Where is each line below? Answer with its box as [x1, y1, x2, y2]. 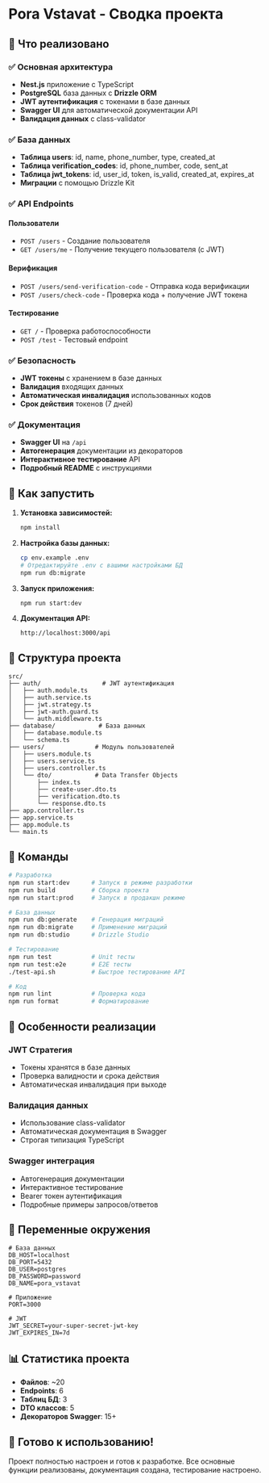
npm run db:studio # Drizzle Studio [8, 931, 150, 939]
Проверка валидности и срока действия [19, 1070, 159, 1080]
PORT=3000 [8, 1301, 42, 1309]
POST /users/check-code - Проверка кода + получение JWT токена [19, 290, 248, 300]
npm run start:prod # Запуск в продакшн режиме [8, 894, 185, 902]
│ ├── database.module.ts [8, 729, 103, 737]
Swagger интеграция [8, 1155, 95, 1167]
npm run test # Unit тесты [8, 953, 135, 961]
